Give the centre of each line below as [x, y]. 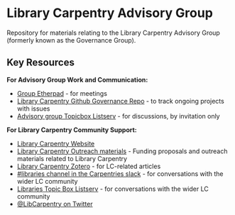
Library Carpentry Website [56, 143]
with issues [33, 109]
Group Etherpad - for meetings [62, 93]
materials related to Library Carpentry [72, 158]
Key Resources [41, 63]
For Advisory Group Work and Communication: [77, 79]
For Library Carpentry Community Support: [72, 130]
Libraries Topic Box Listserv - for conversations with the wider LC [113, 189]
